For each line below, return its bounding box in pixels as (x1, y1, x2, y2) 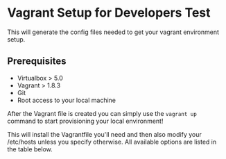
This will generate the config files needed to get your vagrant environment (7, 28, 220, 36)
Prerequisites (7, 56, 67, 67)
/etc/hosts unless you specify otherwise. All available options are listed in (7, 137, 217, 146)
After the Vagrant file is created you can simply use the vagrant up (7, 109, 198, 117)
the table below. (7, 144, 53, 153)
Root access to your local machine (17, 96, 116, 104)
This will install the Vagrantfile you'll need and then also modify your (7, 130, 202, 138)
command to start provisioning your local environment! (7, 117, 164, 125)
